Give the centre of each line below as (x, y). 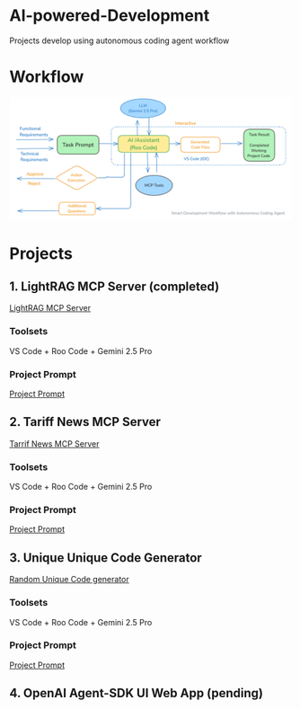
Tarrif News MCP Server (54, 443)
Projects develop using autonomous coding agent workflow (119, 40)
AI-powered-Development (110, 16)
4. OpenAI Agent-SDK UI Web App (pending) (136, 693)
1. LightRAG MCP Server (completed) (115, 286)
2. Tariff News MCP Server (85, 422)
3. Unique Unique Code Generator (106, 558)
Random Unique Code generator (69, 580)
